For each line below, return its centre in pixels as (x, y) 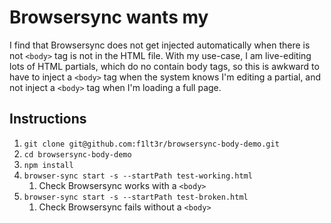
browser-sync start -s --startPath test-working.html (138, 176)
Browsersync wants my (109, 17)
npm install (48, 165)
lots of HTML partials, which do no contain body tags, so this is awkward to (164, 66)
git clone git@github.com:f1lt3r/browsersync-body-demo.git (151, 144)
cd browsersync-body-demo (77, 154)
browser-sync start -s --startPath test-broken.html (136, 197)
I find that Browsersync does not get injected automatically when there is (160, 45)
